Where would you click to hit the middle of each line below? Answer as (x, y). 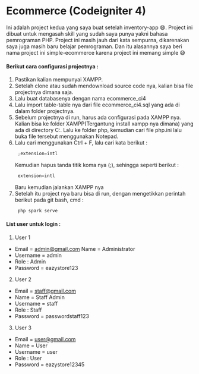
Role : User (28, 358)
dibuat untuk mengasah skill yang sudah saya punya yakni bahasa (87, 33)
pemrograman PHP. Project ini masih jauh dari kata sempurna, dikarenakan (98, 40)
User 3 (23, 328)
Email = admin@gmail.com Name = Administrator (75, 249)
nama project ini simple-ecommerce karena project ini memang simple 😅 (96, 52)
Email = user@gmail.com (45, 339)
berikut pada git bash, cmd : (49, 200)
